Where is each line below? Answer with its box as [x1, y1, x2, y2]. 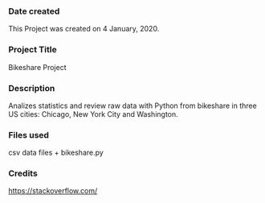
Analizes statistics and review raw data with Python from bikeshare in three [8, 101, 257, 110]
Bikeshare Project [8, 62, 67, 72]
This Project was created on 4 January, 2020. [8, 24, 160, 34]
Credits [8, 168, 38, 179]
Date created [8, 6, 60, 17]
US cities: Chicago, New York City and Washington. [8, 109, 178, 118]
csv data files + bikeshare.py [8, 147, 104, 158]
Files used [8, 129, 50, 140]
